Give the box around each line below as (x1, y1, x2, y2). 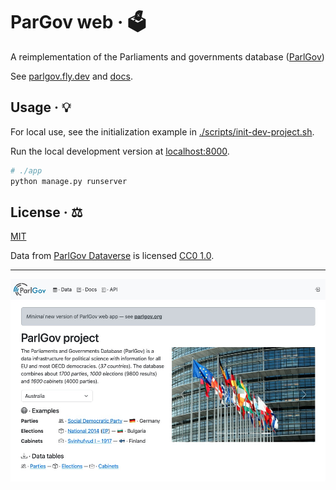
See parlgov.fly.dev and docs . (10, 70, 133, 82)
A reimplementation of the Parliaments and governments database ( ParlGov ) (10, 50, 325, 63)
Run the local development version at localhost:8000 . (10, 145, 230, 157)
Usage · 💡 (10, 99, 72, 116)
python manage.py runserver (10, 176, 128, 186)
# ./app (10, 165, 43, 176)
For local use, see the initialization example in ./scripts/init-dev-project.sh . (10, 125, 315, 138)
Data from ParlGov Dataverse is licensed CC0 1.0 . (10, 250, 215, 262)
